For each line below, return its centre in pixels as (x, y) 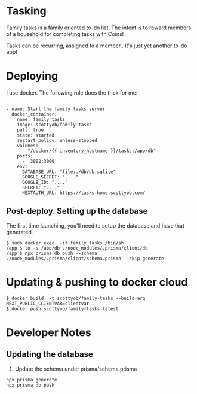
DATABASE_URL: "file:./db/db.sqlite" (69, 172)
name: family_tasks (41, 119)
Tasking (26, 11)
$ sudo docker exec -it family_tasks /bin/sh (65, 243)
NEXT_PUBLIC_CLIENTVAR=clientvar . (50, 304)
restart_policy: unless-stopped (57, 140)
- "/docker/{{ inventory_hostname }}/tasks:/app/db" (89, 151)
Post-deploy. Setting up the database (77, 211)
